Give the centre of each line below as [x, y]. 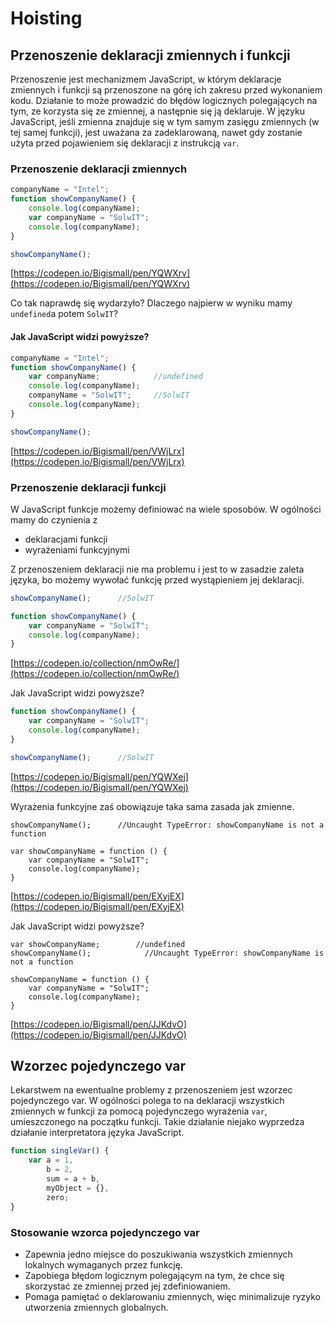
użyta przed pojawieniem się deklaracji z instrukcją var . [125, 143]
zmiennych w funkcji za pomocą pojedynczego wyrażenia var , [139, 1111]
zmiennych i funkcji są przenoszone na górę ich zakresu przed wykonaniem [166, 90]
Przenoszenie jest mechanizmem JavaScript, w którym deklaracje [146, 79]
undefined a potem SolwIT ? [64, 314]
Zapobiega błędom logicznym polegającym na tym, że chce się [154, 1275]
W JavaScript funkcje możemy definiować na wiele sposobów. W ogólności [166, 509]
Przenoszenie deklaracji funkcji [88, 487]
